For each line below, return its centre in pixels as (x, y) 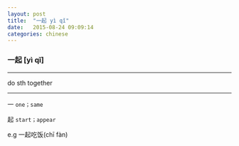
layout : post (27, 14)
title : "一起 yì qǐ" (38, 21)
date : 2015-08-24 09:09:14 (51, 27)
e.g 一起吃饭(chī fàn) (38, 134)
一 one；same (25, 104)
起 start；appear (32, 119)
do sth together (30, 83)
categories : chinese (38, 34)
